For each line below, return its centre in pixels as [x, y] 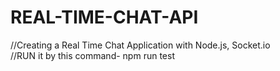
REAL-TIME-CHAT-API [104, 17]
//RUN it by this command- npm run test [92, 55]
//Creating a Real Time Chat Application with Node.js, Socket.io [140, 45]
